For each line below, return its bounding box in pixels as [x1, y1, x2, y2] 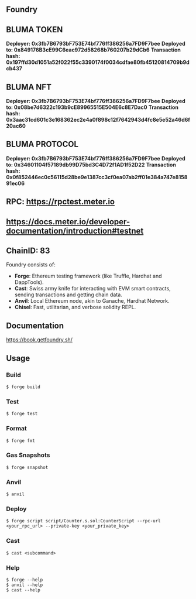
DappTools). [14, 279, 44, 286]
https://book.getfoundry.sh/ [6, 336, 73, 343]
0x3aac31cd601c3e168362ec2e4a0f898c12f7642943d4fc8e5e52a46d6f [6, 117, 190, 124]
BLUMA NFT [6, 82, 51, 92]
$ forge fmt [6, 437, 35, 444]
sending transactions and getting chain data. [14, 291, 123, 298]
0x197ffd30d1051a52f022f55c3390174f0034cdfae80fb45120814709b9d [6, 59, 190, 66]
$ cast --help [6, 587, 41, 593]
